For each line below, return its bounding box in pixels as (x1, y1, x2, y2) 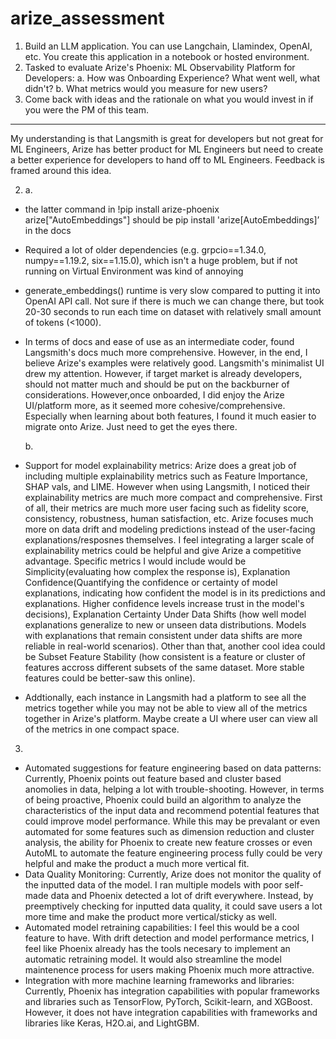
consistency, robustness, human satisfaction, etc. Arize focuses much (24, 512, 314, 524)
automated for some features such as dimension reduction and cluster (24, 825, 315, 837)
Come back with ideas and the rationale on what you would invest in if (24, 93, 314, 105)
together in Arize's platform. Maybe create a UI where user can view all (24, 712, 318, 724)
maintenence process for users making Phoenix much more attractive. (24, 963, 315, 976)
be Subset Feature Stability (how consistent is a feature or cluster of (24, 650, 306, 662)
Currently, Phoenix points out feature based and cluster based (24, 772, 282, 784)
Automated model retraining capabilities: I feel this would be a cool (24, 921, 300, 933)
